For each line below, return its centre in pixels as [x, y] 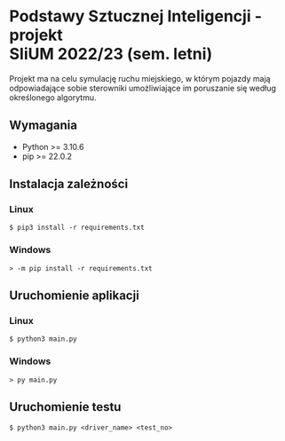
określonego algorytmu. [53, 97]
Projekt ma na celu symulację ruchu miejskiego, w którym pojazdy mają [140, 78]
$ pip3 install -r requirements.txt [77, 228]
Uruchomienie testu [65, 407]
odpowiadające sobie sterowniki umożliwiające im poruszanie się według [143, 88]
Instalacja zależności [69, 184]
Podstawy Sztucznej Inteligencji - [135, 16]
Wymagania [44, 126]
